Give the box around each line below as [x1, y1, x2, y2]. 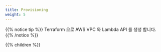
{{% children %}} [5, 41, 41, 47]
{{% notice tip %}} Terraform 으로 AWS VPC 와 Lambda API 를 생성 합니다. [5, 26, 156, 32]
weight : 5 [5, 12, 26, 17]
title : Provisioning [5, 7, 49, 12]
